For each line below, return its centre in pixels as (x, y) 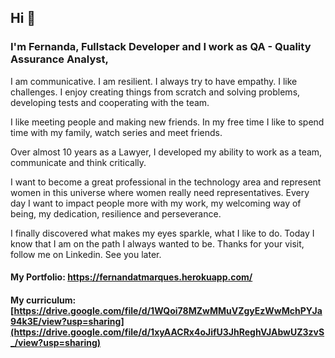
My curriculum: (43, 300)
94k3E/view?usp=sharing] (67, 321)
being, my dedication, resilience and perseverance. (116, 213)
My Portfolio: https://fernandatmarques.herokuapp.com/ (131, 277)
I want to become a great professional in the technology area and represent (166, 182)
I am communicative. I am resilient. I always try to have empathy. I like (154, 81)
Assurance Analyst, (59, 59)
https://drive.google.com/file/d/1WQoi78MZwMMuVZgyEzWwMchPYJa (168, 310)
